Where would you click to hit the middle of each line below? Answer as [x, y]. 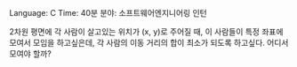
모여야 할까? [30, 54]
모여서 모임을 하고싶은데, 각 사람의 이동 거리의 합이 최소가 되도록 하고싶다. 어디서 [149, 43]
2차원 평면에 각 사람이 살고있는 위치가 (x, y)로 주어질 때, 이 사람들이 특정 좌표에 [146, 32]
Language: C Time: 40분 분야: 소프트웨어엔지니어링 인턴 [108, 13]
